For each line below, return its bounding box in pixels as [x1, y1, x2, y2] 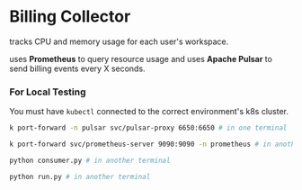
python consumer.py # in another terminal [9, 156, 171, 165]
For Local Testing [9, 86, 87, 98]
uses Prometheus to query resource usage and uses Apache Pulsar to [9, 53, 272, 64]
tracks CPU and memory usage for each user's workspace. [9, 36, 229, 47]
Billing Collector [9, 6, 131, 27]
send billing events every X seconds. [9, 63, 146, 74]
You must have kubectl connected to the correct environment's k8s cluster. [9, 106, 289, 117]
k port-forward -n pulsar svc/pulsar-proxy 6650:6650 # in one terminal [9, 123, 288, 132]
